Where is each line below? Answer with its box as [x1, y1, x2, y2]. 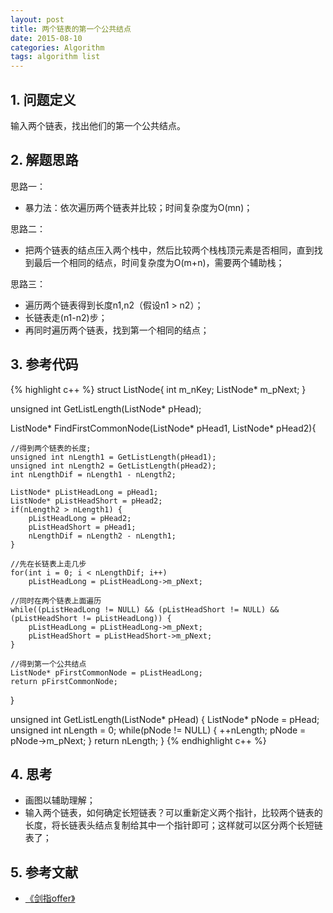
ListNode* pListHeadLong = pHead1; [10, 487, 159, 497]
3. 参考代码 [10, 356, 79, 373]
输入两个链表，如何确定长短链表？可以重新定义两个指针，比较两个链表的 [24, 807, 323, 819]
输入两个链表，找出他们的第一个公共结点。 [10, 119, 186, 131]
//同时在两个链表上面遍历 [10, 596, 102, 606]
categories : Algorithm [10, 42, 105, 53]
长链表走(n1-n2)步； [24, 311, 108, 323]
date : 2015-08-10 [10, 33, 83, 43]
